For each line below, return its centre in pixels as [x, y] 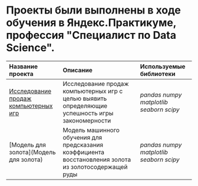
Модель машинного [91, 130]
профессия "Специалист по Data [91, 35]
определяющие [85, 105]
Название [24, 67]
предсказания [83, 145]
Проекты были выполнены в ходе [93, 10]
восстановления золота [97, 160]
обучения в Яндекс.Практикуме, [91, 23]
